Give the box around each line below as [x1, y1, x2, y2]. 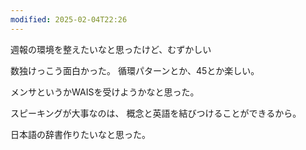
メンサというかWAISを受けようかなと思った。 [10, 86, 200, 98]
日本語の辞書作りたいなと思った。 [10, 128, 151, 140]
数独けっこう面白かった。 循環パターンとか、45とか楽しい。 [10, 64, 260, 76]
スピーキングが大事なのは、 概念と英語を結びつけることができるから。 [10, 107, 302, 119]
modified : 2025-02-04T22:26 [10, 14, 128, 25]
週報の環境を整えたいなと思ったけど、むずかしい [10, 43, 212, 55]
